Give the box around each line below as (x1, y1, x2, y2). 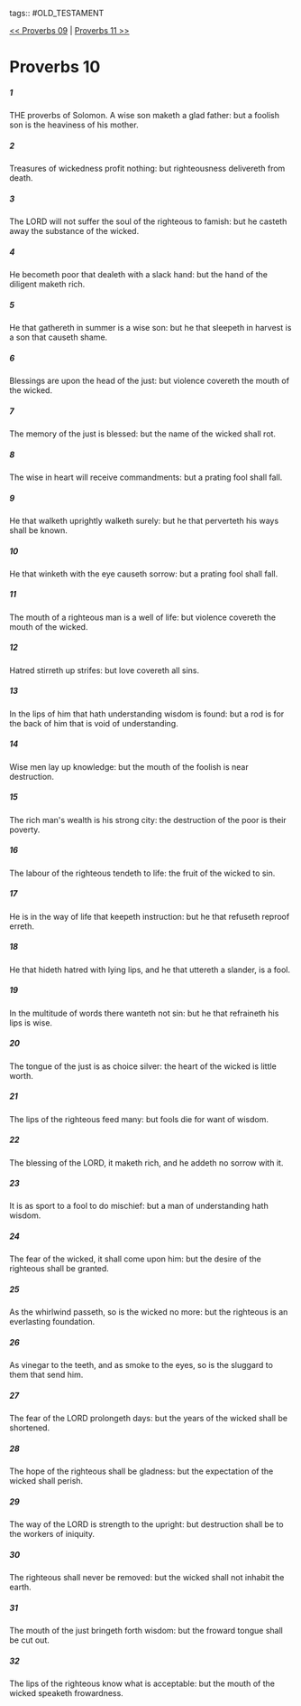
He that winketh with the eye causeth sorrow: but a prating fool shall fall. (9, 568, 278, 579)
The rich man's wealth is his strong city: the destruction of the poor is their (9, 814, 287, 825)
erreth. (9, 921, 34, 932)
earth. (9, 1581, 32, 1593)
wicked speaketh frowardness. (9, 1688, 123, 1699)
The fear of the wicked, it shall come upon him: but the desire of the (9, 1253, 261, 1264)
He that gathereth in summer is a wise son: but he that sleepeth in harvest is (9, 323, 292, 333)
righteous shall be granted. (9, 1263, 110, 1274)
